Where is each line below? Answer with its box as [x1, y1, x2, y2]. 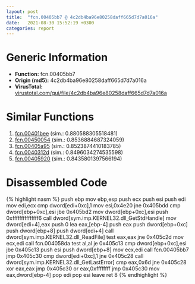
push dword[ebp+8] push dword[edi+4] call [6, 227, 114, 235]
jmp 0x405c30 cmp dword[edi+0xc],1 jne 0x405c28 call [6, 253, 144, 260]
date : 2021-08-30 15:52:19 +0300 [6, 20, 95, 26]
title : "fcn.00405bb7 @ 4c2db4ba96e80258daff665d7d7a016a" [6, 14, 159, 20]
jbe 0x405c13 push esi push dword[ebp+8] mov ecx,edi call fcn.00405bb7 [6, 246, 189, 253]
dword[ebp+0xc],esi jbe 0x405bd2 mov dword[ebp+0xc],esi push [6, 209, 168, 216]
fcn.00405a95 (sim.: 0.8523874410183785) [14, 143, 121, 150]
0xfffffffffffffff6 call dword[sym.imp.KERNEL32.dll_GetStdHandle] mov [6, 214, 177, 222]
